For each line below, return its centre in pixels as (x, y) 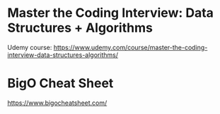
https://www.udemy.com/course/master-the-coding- (131, 47)
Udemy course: (30, 47)
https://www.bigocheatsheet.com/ (57, 103)
